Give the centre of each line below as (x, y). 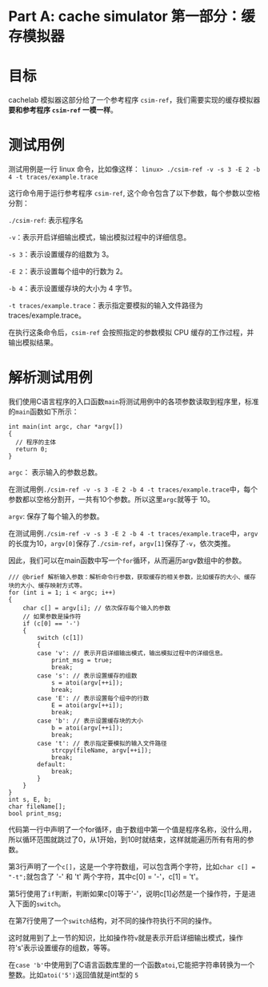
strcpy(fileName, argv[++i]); (101, 750)
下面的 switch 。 (40, 904)
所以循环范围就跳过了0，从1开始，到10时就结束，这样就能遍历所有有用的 (128, 839)
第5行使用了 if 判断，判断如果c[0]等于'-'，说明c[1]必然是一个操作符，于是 (129, 894)
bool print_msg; (35, 814)
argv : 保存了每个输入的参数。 (56, 516)
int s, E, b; (30, 799)
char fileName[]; (37, 807)
